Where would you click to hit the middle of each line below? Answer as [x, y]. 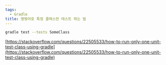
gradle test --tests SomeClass [37, 32]
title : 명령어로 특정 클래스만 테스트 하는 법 [46, 19]
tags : [11, 10]
